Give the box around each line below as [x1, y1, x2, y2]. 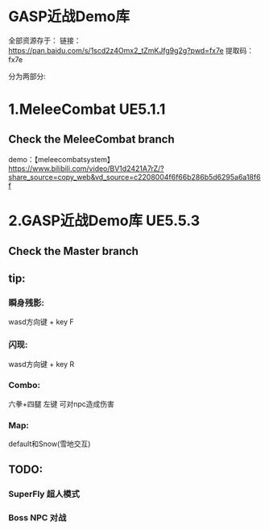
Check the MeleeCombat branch [8, 132, 175, 146]
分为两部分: [8, 71, 47, 81]
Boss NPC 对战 [8, 512, 67, 524]
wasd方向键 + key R [8, 359, 75, 369]
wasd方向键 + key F [8, 317, 74, 327]
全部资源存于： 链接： [8, 35, 81, 45]
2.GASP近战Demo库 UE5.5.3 [8, 211, 201, 230]
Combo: [8, 380, 40, 391]
